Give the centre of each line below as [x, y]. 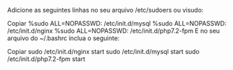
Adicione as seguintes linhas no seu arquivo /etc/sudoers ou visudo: [105, 10]
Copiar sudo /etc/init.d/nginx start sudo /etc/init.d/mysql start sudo [104, 52]
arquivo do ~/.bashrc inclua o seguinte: [63, 38]
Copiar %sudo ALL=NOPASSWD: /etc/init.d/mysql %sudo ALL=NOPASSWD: [117, 23]
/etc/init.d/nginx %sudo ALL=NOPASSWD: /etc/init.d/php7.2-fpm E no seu [114, 31]
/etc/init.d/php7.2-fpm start [46, 59]
